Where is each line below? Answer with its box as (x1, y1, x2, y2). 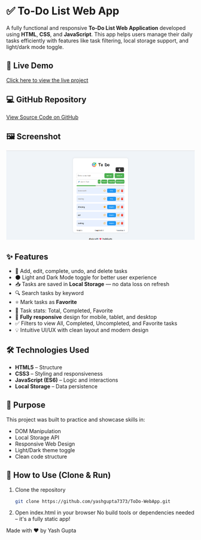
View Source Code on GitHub (6, 113, 79, 121)
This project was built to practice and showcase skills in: (6, 416, 145, 423)
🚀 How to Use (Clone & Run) (6, 470, 111, 480)
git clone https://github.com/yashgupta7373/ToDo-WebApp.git (14, 498, 171, 504)
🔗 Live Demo (6, 61, 54, 71)
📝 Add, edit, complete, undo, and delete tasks (14, 268, 127, 275)
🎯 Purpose (6, 400, 46, 410)
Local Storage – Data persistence (14, 382, 98, 389)
